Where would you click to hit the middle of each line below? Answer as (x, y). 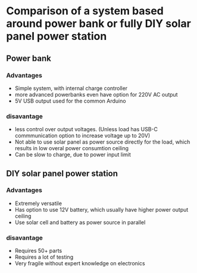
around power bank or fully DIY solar (99, 24)
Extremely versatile (38, 203)
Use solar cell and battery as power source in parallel (80, 222)
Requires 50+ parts (38, 251)
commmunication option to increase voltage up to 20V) (82, 136)
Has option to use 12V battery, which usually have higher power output (101, 209)
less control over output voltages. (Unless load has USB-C (86, 129)
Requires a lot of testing (44, 257)
